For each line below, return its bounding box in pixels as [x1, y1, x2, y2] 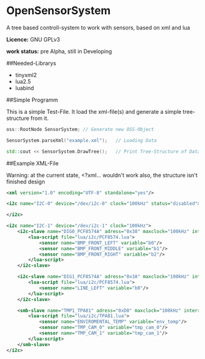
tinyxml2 [15, 71, 37, 78]
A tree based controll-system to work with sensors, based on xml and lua [6, 24, 190, 31]
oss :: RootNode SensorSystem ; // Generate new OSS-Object [6, 126, 154, 132]
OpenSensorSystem [6, 4, 111, 18]
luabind [15, 84, 35, 92]
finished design [6, 178, 45, 185]
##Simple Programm [6, 96, 59, 103]
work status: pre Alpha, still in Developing [6, 47, 112, 55]
